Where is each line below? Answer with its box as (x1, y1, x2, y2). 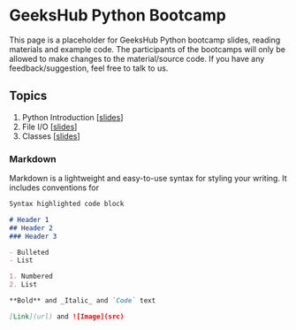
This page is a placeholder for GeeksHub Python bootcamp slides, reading (9, 35, 281, 45)
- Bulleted (9, 248, 49, 257)
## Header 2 (9, 223, 53, 233)
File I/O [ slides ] (21, 121, 78, 132)
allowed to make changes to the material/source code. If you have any (9, 53, 265, 64)
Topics (9, 88, 48, 104)
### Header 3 (9, 232, 57, 241)
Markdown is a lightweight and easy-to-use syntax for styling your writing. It (9, 173, 287, 184)
